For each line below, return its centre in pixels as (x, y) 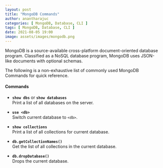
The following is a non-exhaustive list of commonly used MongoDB (72, 70)
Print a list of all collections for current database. (61, 132)
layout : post (18, 9)
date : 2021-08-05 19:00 (29, 32)
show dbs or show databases (39, 97)
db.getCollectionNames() (37, 142)
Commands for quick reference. (37, 75)
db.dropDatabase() (31, 156)
